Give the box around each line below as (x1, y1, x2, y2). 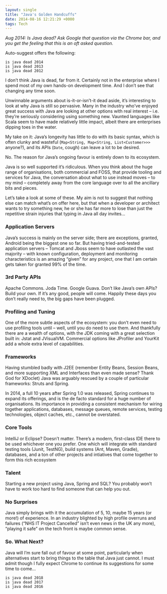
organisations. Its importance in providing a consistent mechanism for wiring (5, 401, 163, 407)
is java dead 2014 (5, 60, 43, 65)
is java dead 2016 (5, 584, 43, 589)
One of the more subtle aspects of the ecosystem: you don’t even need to (5, 320, 157, 326)
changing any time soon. (5, 88, 56, 94)
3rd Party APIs (5, 274, 41, 281)
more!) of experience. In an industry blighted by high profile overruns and (5, 515, 156, 521)
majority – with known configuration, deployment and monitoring (5, 251, 138, 257)
